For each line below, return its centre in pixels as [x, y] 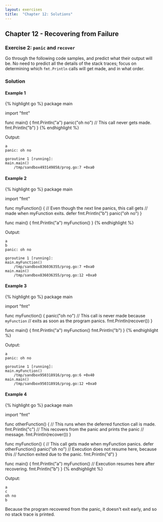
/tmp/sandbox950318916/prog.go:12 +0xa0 [55, 384]
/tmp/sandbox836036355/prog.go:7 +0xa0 [54, 267]
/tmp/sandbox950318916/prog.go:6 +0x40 [54, 375]
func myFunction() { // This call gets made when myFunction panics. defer [80, 444]
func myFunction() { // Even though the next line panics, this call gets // [76, 208]
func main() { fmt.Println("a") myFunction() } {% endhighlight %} [69, 223]
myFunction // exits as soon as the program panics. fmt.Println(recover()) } [79, 321]
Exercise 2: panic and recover [40, 48]
